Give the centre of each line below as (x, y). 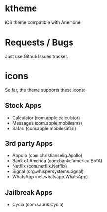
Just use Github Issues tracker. (36, 56)
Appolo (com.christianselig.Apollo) (47, 156)
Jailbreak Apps (29, 192)
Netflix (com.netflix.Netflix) (39, 166)
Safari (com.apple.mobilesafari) (44, 128)
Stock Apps (23, 106)
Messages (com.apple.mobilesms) (47, 123)
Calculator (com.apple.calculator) (46, 118)
